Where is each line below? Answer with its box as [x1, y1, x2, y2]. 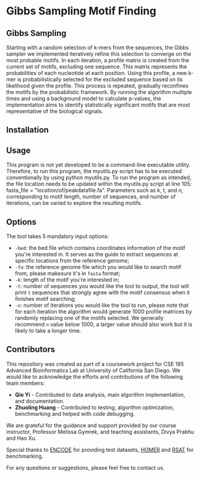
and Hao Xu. [6, 434, 37, 442]
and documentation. [14, 397, 64, 404]
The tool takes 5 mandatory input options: [6, 233, 109, 240]
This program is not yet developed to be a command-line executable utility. [6, 161, 191, 168]
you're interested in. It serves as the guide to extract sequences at [14, 250, 179, 258]
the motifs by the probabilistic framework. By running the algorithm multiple [6, 89, 192, 95]
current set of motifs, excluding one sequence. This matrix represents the [6, 63, 187, 70]
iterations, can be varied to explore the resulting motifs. [6, 200, 142, 207]
